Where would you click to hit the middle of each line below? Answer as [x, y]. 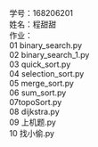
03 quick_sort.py [40, 64]
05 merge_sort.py [41, 83]
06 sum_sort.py [38, 93]
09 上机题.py [33, 122]
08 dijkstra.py [34, 111]
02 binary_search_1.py [49, 55]
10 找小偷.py [32, 133]
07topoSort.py [36, 102]
